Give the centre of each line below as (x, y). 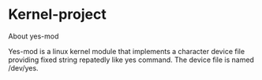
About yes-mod (34, 36)
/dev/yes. (23, 67)
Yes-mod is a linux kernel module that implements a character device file (127, 51)
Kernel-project (57, 15)
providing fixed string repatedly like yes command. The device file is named (131, 60)
